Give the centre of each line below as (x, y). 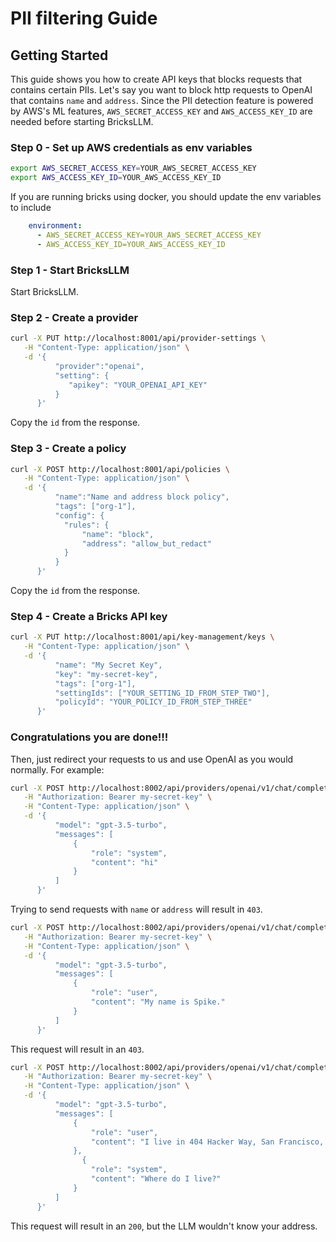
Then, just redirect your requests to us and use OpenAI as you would (152, 759)
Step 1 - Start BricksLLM (70, 270)
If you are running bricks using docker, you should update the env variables (166, 197)
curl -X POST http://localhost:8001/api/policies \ (120, 469)
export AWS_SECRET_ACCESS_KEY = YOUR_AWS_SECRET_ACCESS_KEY (133, 168)
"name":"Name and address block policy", (142, 497)
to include (31, 208)
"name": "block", (118, 534)
